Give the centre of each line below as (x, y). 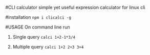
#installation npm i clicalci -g (38, 17)
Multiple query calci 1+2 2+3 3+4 (48, 47)
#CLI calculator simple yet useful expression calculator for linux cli (75, 7)
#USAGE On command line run (38, 27)
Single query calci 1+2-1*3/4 (44, 37)
